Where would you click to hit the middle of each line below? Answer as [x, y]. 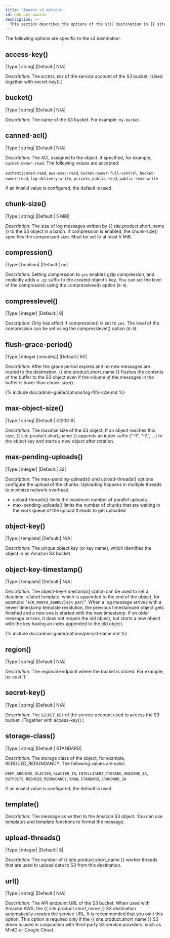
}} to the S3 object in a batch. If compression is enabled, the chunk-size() [82, 231]
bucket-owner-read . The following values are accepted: [62, 163]
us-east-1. [16, 677]
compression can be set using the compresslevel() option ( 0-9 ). [72, 329]
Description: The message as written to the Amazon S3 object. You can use [84, 817]
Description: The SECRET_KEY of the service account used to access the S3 [82, 715]
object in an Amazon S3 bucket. [38, 554]
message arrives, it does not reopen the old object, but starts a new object [83, 619]
